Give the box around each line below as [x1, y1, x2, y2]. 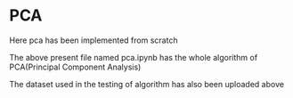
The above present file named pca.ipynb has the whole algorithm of [9, 52, 258, 62]
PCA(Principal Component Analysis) [9, 61, 142, 72]
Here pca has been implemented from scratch [9, 35, 178, 45]
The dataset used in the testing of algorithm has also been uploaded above [9, 78, 285, 89]
